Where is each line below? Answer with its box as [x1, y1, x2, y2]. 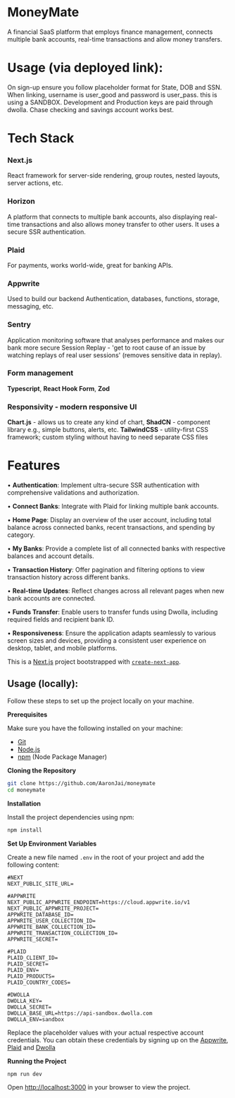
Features [7, 457, 61, 474]
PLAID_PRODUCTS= [7, 973, 55, 980]
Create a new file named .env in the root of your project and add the [7, 853, 205, 861]
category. [7, 531, 35, 539]
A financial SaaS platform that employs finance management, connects [7, 27, 213, 36]
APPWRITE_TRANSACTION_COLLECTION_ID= [7, 930, 118, 937]
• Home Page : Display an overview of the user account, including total [7, 516, 212, 524]
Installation [7, 799, 41, 808]
